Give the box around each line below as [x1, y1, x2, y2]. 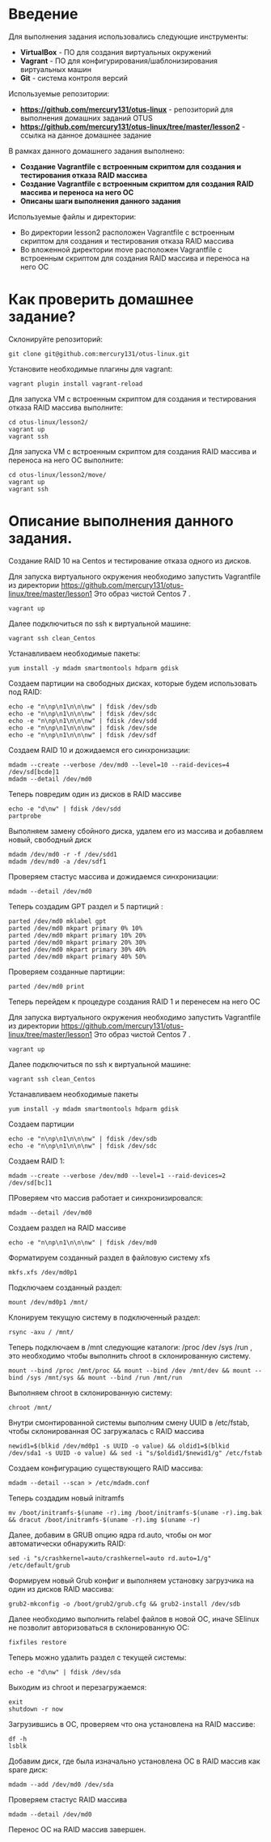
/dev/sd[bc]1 [8, 1179, 53, 1187]
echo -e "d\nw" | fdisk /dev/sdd [8, 805, 121, 813]
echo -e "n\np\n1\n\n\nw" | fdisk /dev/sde [8, 724, 158, 732]
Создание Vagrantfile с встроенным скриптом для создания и [19, 161, 241, 171]
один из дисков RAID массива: [8, 1584, 115, 1593]
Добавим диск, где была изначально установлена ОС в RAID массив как [8, 1756, 260, 1766]
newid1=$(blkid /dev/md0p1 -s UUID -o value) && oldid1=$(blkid [8, 1442, 230, 1450]
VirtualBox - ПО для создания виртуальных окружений [19, 47, 212, 57]
